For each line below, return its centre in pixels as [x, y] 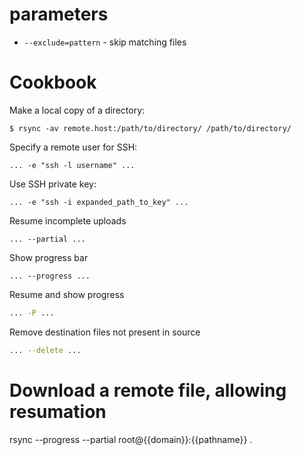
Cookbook [53, 82]
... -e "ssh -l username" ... [72, 165]
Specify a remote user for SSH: [73, 147]
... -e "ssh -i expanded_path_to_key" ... [99, 202]
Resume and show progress [67, 294]
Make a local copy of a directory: [77, 110]
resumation [58, 411]
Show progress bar [49, 257]
